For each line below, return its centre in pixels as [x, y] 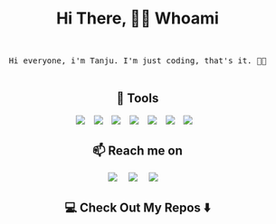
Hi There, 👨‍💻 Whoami [138, 19]
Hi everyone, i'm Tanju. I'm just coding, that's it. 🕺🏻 [138, 61]
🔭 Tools [138, 98]
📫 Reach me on [138, 151]
